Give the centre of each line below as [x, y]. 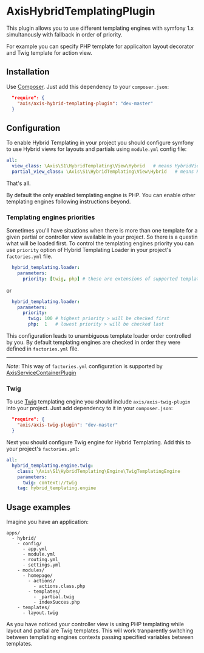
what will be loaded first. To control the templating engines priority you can [100, 243]
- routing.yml [40, 560]
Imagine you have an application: [48, 522]
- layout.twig [40, 613]
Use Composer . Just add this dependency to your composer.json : [88, 86]
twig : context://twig [50, 483]
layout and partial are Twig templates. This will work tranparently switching [100, 630]
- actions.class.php [59, 586]
